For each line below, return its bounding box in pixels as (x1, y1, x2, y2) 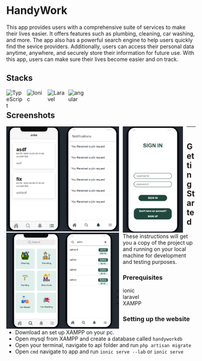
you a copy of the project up (123, 239, 193, 246)
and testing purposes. (123, 258, 177, 265)
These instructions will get (123, 233, 188, 240)
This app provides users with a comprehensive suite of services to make (6, 24, 186, 31)
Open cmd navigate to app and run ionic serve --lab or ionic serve (14, 348, 184, 355)
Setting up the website (123, 315, 191, 323)
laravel (123, 294, 139, 301)
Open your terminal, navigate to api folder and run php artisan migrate (14, 341, 191, 348)
